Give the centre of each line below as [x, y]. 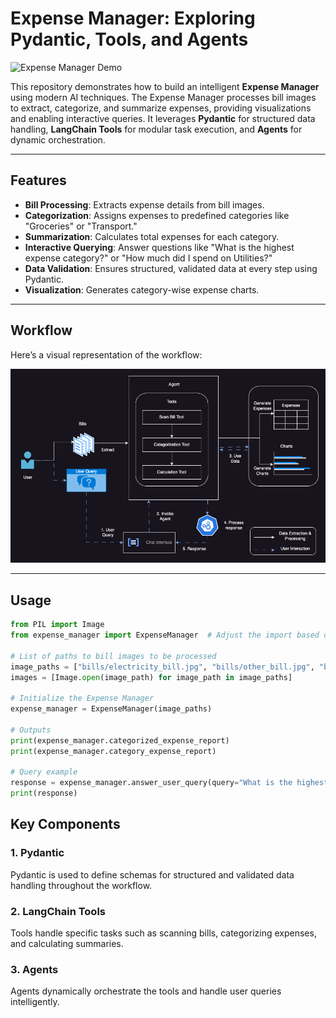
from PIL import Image [57, 625]
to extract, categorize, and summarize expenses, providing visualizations [161, 108]
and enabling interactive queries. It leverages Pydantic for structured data [163, 118]
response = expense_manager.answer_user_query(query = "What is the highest [169, 783]
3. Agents [34, 969]
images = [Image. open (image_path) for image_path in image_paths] [151, 677]
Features [38, 180]
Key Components [65, 824]
